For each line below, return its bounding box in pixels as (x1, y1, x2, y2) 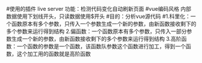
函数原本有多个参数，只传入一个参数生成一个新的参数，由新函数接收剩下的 (11, 20, 197, 27)
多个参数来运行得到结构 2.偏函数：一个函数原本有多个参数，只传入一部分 (6, 28, 187, 35)
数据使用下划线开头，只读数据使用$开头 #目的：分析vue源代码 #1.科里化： (6, 13, 191, 20)
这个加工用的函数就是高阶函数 (16, 50, 91, 57)
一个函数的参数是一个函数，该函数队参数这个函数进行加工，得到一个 (16, 43, 186, 50)
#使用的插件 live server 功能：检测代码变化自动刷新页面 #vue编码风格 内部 (6, 5, 192, 12)
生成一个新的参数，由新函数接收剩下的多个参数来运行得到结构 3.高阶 (11, 35, 182, 42)
